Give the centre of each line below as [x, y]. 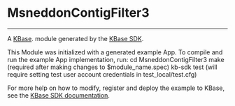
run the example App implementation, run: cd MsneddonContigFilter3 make [116, 59]
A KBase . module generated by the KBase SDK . [76, 38]
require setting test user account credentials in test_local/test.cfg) [102, 74]
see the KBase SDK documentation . [59, 95]
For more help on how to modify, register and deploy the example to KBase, [116, 88]
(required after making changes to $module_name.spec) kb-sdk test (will [112, 67]
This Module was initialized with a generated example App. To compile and [115, 52]
